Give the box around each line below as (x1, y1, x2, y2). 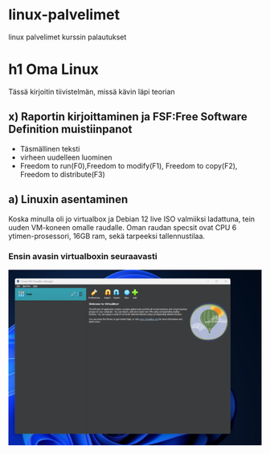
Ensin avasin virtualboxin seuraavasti (8, 251, 158, 262)
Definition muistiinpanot (8, 123, 133, 136)
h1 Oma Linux (8, 60, 99, 79)
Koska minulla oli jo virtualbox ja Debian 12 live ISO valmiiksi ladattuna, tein (8, 214, 256, 224)
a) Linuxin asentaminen (8, 193, 129, 206)
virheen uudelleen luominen (19, 152, 112, 162)
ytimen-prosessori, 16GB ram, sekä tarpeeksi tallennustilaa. (8, 231, 206, 241)
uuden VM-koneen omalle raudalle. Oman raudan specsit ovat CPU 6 (8, 222, 237, 232)
